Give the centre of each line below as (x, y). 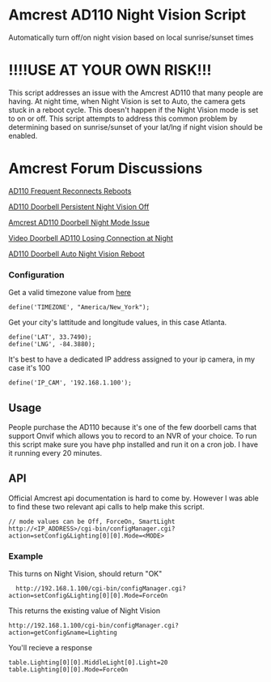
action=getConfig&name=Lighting (63, 633)
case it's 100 (30, 368)
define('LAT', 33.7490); (50, 337)
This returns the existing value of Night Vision (84, 611)
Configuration (36, 275)
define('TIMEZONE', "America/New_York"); (79, 307)
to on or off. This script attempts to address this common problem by (123, 118)
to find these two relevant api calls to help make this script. (106, 506)
